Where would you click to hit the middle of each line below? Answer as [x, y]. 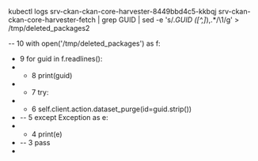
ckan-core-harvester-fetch [52, 20]
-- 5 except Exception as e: [64, 117]
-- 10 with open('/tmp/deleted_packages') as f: [84, 43]
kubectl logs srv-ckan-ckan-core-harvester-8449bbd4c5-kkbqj [112, 11]
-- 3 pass [35, 142]
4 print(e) [47, 134]
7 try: [40, 92]
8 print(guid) [52, 75]
